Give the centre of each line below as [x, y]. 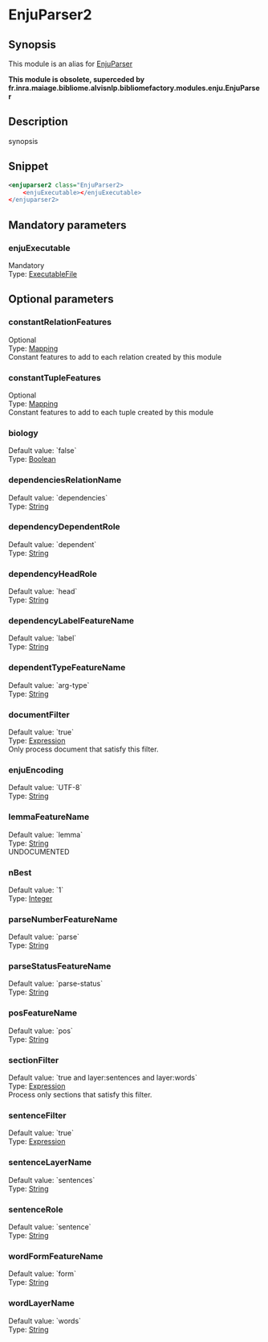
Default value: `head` [43, 591]
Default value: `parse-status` [55, 984]
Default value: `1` [36, 890]
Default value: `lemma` [45, 834]
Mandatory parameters [67, 225]
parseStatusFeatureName [60, 966]
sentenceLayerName [50, 1163]
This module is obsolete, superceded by [77, 79]
